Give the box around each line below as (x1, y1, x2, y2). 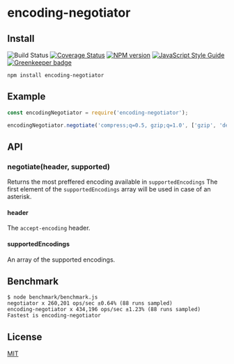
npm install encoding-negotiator (7, 72, 104, 79)
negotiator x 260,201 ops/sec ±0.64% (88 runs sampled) (7, 300, 173, 307)
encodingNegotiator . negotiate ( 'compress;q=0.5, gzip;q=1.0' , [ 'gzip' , (7, 122, 217, 129)
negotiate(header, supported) (7, 161, 110, 171)
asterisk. (7, 193, 32, 201)
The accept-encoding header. (7, 224, 91, 232)
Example (7, 90, 46, 102)
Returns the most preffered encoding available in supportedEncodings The (7, 177, 218, 186)
